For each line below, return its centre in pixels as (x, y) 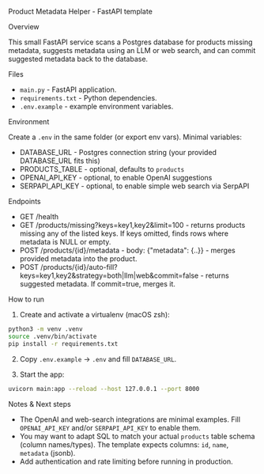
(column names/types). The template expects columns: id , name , (124, 444)
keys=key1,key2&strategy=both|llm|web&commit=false (109, 275)
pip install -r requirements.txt (63, 343)
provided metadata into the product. (78, 259)
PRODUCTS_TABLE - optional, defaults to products (102, 169)
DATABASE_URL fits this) (60, 161)
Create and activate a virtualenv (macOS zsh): (94, 315)
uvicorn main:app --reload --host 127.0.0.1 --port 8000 (104, 389)
